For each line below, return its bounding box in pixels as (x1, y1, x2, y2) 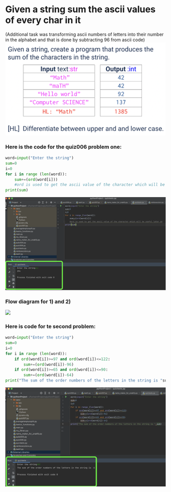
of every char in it (5, 14, 81, 26)
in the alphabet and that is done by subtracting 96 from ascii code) (5, 37, 145, 43)
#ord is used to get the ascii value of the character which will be (14, 182, 165, 187)
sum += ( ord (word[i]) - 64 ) (23, 373, 74, 378)
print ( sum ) (5, 187, 28, 193)
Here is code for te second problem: (5, 322, 96, 330)
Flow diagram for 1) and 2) (5, 298, 71, 305)
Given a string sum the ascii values (5, 4, 156, 15)
